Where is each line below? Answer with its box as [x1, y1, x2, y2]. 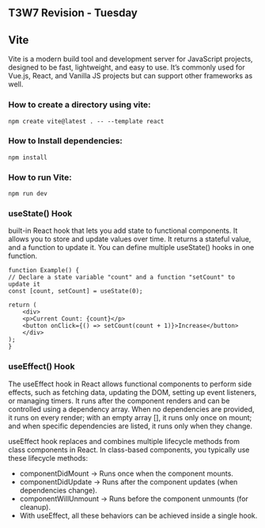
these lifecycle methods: [8, 453, 89, 462]
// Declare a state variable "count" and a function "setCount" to [8, 273, 236, 282]
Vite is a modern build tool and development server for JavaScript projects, [8, 55, 253, 64]
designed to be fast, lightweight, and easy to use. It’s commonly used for [8, 63, 245, 72]
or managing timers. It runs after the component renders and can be [8, 396, 230, 405]
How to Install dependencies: [8, 135, 123, 146]
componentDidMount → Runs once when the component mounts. [19, 469, 233, 478]
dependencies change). [19, 485, 97, 495]
